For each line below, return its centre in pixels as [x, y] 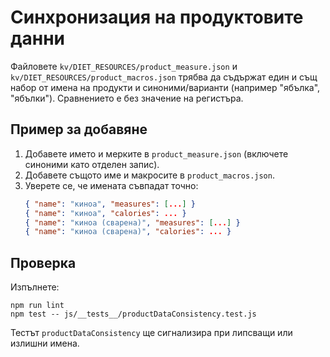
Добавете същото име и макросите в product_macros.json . [149, 175]
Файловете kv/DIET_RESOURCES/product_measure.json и [124, 66]
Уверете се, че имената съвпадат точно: [111, 185]
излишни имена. [45, 343]
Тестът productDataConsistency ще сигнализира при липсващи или [151, 333]
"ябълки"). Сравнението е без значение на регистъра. [127, 98]
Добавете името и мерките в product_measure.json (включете [156, 153]
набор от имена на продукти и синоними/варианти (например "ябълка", [165, 87]
